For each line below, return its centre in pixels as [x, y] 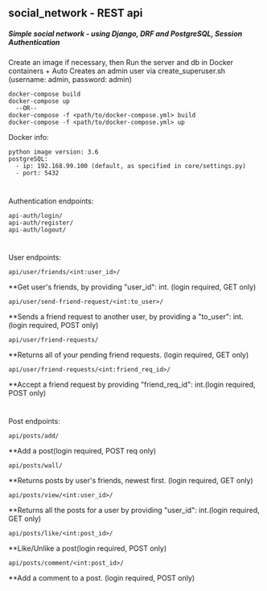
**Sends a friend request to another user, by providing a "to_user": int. [126, 316]
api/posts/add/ [34, 436]
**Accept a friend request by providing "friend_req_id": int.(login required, [132, 384]
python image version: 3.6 [53, 152]
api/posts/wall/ [35, 466]
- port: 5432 [37, 173]
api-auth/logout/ [37, 230]
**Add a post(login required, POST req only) [82, 450]
